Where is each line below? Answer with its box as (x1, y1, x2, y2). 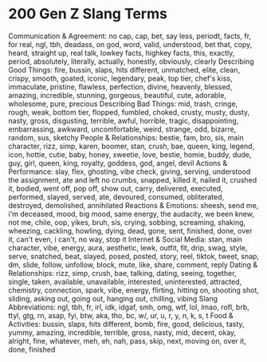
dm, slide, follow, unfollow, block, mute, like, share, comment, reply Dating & (8, 260, 258, 270)
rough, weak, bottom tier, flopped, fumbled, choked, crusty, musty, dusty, (8, 107, 250, 116)
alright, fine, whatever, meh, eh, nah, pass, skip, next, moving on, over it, (8, 336, 247, 345)
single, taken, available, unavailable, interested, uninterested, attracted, (8, 277, 242, 286)
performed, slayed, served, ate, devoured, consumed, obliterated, (8, 192, 225, 202)
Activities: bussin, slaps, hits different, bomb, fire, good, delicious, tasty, (8, 319, 245, 329)
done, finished (8, 344, 56, 354)
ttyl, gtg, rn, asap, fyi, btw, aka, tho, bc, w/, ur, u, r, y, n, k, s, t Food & (8, 310, 234, 320)
